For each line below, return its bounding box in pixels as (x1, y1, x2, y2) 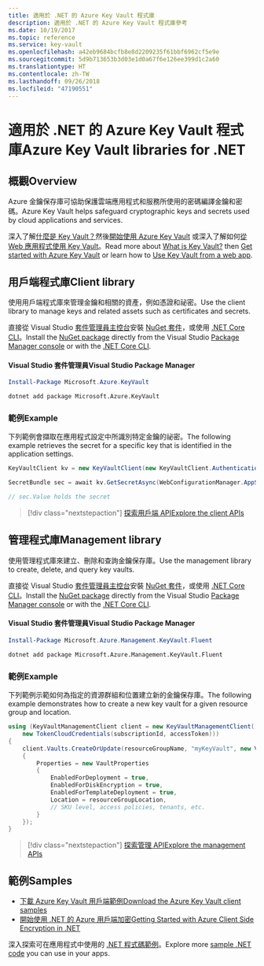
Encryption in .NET (19, 923, 81, 933)
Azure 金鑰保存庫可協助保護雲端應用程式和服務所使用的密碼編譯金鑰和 (8, 197, 236, 206)
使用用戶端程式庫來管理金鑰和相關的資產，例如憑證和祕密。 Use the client (8, 298, 246, 307)
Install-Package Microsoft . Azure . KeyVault (8, 379, 149, 387)
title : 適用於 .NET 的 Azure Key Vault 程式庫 (8, 11, 156, 20)
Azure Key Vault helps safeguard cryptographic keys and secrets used (22, 206, 250, 217)
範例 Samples (8, 874, 73, 887)
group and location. (8, 708, 71, 717)
